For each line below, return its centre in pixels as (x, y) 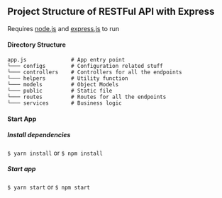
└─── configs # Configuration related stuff (85, 66)
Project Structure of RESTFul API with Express (111, 12)
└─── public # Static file (60, 91)
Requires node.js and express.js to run (63, 28)
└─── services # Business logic (65, 103)
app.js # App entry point (66, 60)
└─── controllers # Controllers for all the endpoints (95, 72)
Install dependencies (39, 135)
